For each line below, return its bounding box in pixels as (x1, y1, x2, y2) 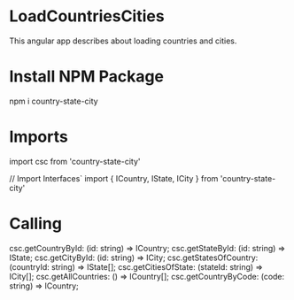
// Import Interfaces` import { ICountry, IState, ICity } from (9, 173, 219, 183)
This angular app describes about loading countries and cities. (9, 35, 237, 46)
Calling (9, 214, 62, 234)
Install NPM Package (9, 66, 165, 87)
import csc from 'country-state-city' (9, 156, 141, 166)
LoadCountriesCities (9, 6, 166, 27)
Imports (9, 127, 68, 147)
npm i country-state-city (9, 96, 99, 106)
